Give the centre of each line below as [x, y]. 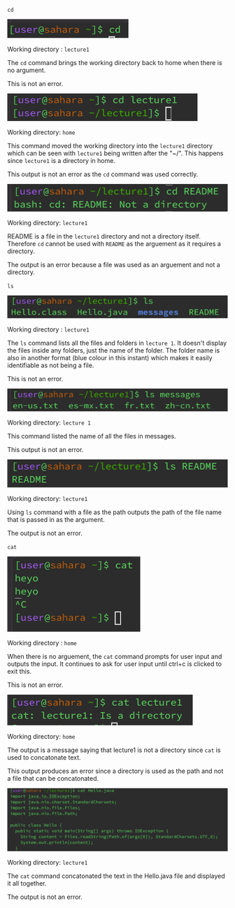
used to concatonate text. [44, 758]
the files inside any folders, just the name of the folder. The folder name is [114, 350]
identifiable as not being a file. [51, 365]
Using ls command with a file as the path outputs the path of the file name [115, 512]
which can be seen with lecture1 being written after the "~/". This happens [115, 153]
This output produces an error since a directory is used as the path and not [115, 771]
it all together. [27, 883]
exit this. [20, 672]
